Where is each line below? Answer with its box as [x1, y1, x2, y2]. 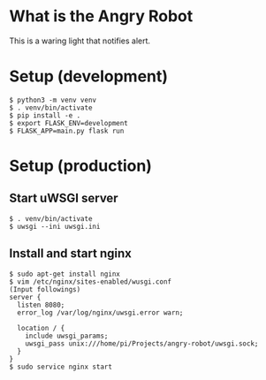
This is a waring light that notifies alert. [9, 35, 151, 46]
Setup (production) [9, 156, 153, 176]
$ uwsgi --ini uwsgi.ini [9, 222, 101, 231]
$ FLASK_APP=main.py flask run [9, 126, 125, 135]
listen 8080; [17, 300, 65, 309]
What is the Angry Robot [9, 6, 194, 27]
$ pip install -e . [9, 110, 81, 120]
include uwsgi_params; [25, 331, 109, 340]
